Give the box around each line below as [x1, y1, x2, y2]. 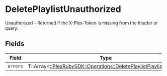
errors [7, 63, 23, 69]
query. [5, 25, 18, 31]
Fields [5, 40, 25, 48]
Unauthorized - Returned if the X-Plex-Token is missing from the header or [5, 20, 158, 26]
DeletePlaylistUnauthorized [5, 3, 121, 15]
